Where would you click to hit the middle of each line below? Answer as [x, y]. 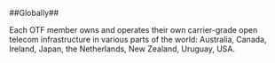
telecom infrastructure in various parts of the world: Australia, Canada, [138, 39]
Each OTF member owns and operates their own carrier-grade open [134, 30]
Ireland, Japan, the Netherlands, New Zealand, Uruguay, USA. [122, 49]
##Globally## [34, 13]
